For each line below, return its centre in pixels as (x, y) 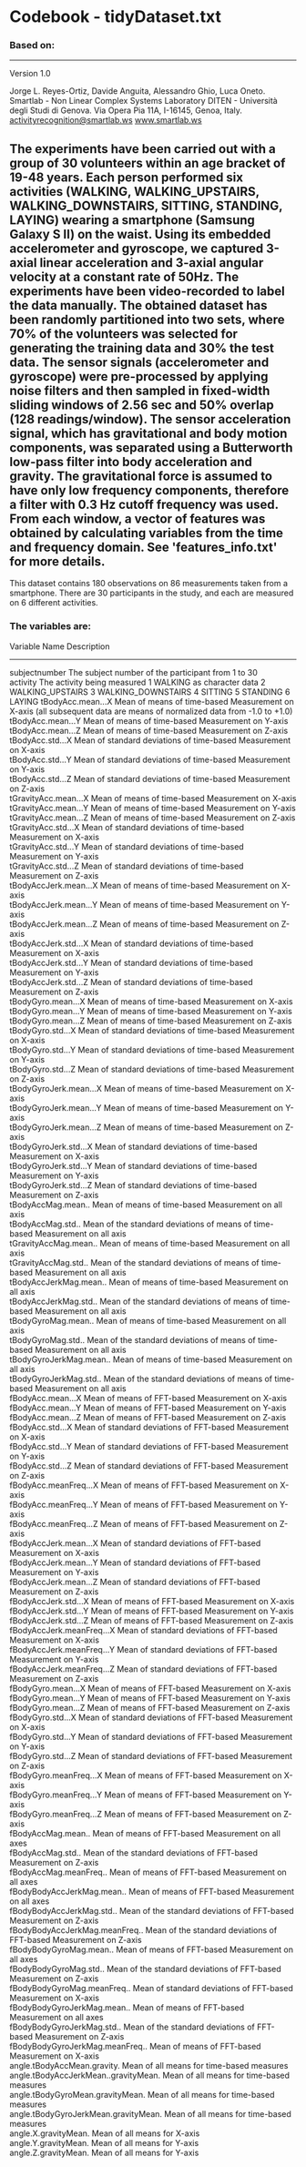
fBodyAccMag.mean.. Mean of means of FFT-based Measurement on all (145, 1833)
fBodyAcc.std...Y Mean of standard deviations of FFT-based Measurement (149, 1446)
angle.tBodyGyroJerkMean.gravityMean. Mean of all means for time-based (150, 2113)
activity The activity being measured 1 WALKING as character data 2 (138, 682)
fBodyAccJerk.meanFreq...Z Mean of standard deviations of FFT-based (143, 1669)
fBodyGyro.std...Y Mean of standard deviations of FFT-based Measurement (151, 1736)
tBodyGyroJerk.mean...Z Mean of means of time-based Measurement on (147, 1127)
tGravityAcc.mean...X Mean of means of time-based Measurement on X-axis (153, 798)
